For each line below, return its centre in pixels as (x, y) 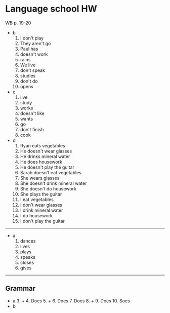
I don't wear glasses (41, 205)
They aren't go (35, 43)
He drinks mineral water (45, 156)
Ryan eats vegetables (42, 145)
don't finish (32, 129)
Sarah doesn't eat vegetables (51, 172)
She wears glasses (40, 178)
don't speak (33, 70)
